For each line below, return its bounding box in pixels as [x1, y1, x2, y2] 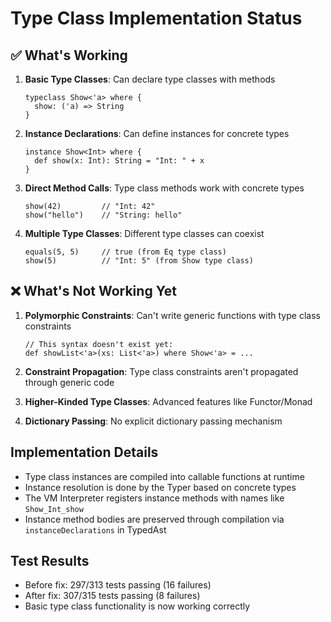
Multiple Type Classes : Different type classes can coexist [24, 228, 265, 239]
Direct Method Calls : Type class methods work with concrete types [24, 182, 305, 194]
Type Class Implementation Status [10, 7, 303, 30]
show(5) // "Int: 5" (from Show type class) [24, 256, 254, 266]
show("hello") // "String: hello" [24, 210, 183, 220]
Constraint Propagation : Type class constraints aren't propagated [24, 365, 299, 377]
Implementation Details [10, 444, 159, 461]
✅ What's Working [10, 47, 128, 64]
